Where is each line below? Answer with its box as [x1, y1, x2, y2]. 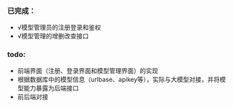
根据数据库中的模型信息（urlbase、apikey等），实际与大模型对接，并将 [17, 75, 220, 83]
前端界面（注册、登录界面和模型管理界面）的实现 [17, 66, 158, 74]
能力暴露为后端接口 [23, 83, 79, 92]
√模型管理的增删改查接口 [17, 32, 89, 40]
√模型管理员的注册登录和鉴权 [17, 23, 101, 32]
